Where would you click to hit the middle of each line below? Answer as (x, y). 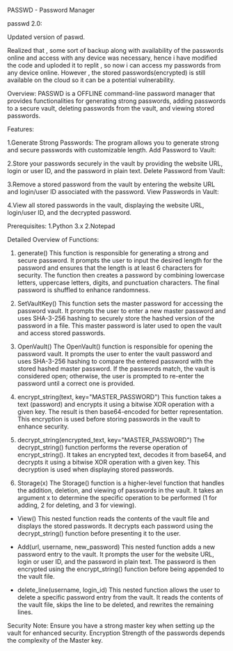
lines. (25, 612)
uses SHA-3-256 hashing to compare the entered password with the (115, 361)
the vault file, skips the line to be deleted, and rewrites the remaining (115, 605)
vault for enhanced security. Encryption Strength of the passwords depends (116, 633)
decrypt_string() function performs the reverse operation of (102, 447)
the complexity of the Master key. (55, 640)
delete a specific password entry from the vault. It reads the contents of (120, 597)
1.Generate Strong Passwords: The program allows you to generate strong (113, 143)
